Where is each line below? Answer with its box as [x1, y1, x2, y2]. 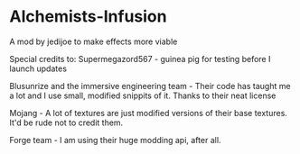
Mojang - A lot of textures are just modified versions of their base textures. [9, 107, 287, 118]
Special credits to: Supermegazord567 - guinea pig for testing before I [9, 53, 271, 64]
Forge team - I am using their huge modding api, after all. [9, 134, 221, 145]
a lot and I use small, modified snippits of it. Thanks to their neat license [9, 90, 277, 101]
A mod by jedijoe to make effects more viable [9, 36, 178, 47]
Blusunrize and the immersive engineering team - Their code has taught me [9, 80, 291, 91]
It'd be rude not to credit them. [9, 117, 124, 128]
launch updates [9, 63, 68, 74]
